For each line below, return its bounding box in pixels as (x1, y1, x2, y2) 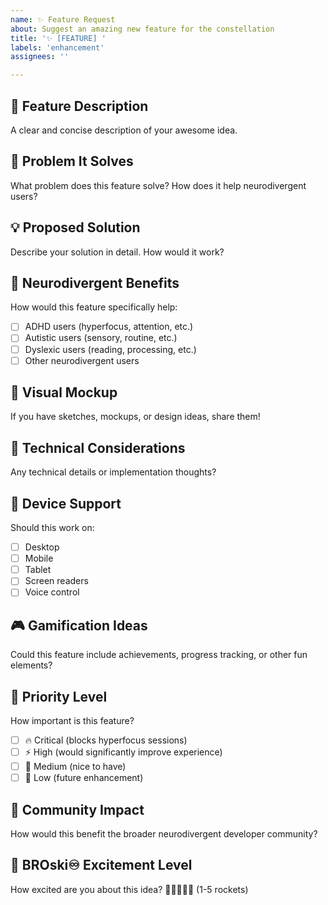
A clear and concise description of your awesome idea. (10, 124, 238, 136)
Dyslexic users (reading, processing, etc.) (24, 343, 197, 355)
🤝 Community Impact (10, 801, 145, 818)
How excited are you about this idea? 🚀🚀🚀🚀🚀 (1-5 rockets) (10, 883, 249, 895)
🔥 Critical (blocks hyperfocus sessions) (24, 734, 188, 746)
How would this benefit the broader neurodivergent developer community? (10, 828, 318, 840)
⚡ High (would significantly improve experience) (24, 746, 223, 758)
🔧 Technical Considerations (10, 439, 186, 456)
